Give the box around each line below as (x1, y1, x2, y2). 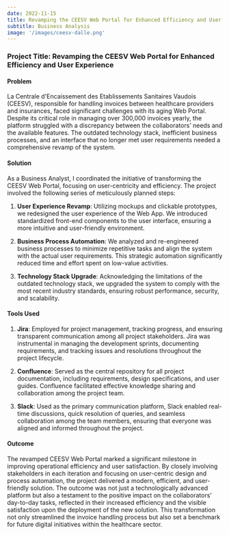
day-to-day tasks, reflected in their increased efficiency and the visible (7, 498, 206, 506)
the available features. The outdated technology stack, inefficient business (7, 129, 217, 137)
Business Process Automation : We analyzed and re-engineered (16, 237, 199, 245)
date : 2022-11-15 (7, 10, 57, 17)
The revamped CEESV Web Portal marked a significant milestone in (7, 454, 197, 462)
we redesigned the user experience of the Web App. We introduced (16, 209, 208, 218)
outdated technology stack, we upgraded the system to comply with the (16, 279, 220, 287)
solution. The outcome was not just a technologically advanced (30, 484, 208, 492)
